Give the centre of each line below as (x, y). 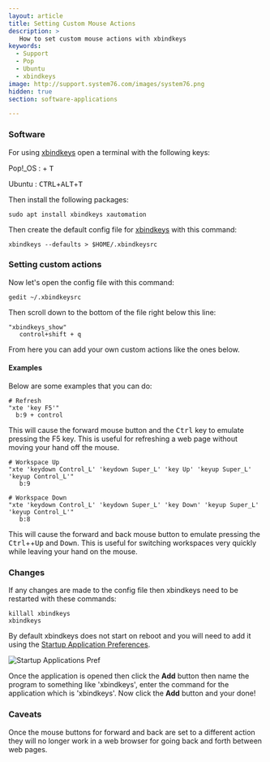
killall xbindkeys (39, 614)
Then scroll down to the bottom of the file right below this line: (112, 312)
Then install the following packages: (69, 199)
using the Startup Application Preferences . (79, 645)
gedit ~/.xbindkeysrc (45, 297)
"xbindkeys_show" (38, 327)
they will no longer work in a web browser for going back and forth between (135, 741)
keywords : (25, 46)
